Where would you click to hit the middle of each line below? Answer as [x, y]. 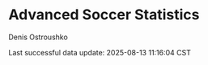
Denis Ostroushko [38, 37]
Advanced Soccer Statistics [104, 15]
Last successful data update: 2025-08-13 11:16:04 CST [100, 52]
